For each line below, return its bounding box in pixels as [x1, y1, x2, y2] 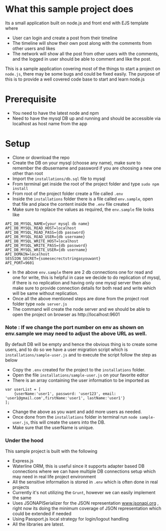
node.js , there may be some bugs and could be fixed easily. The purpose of [5, 71, 160, 77]
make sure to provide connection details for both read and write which [12, 285, 156, 291]
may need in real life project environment [12, 474, 96, 480]
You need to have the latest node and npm [12, 110, 99, 116]
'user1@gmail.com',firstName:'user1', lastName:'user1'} [5, 396, 125, 401]
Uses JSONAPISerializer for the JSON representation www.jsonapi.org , [12, 500, 159, 506]
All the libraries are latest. [12, 521, 64, 528]
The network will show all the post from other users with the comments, [12, 51, 160, 57]
